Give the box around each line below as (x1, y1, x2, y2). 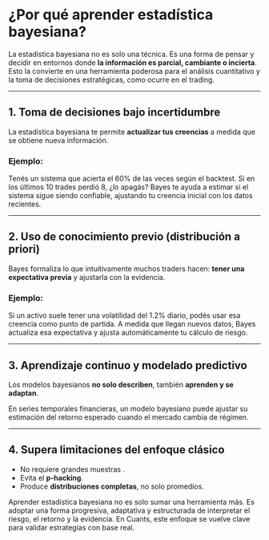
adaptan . (8, 388, 38, 398)
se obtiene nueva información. (8, 135, 109, 145)
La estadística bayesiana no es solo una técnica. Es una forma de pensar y (8, 49, 255, 59)
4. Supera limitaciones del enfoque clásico (8, 443, 225, 457)
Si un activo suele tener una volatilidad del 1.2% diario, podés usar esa (8, 311, 241, 320)
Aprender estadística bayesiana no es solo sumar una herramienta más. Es (8, 497, 255, 506)
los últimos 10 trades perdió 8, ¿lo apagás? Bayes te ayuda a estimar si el (8, 182, 249, 192)
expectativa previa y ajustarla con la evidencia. (8, 272, 166, 282)
